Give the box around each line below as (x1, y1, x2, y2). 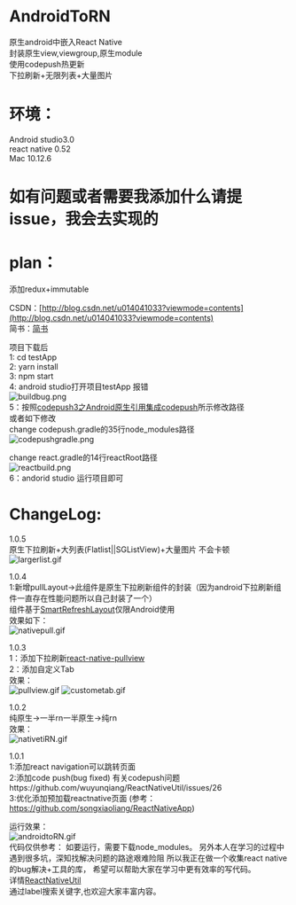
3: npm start (9, 371, 54, 381)
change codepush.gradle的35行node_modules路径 (9, 424, 195, 434)
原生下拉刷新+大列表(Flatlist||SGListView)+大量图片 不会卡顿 (9, 543, 230, 555)
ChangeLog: (9, 504, 102, 525)
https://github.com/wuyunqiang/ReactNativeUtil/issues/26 (9, 782, 222, 792)
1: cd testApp (9, 352, 58, 363)
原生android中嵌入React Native (9, 36, 122, 47)
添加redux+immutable (9, 284, 90, 294)
